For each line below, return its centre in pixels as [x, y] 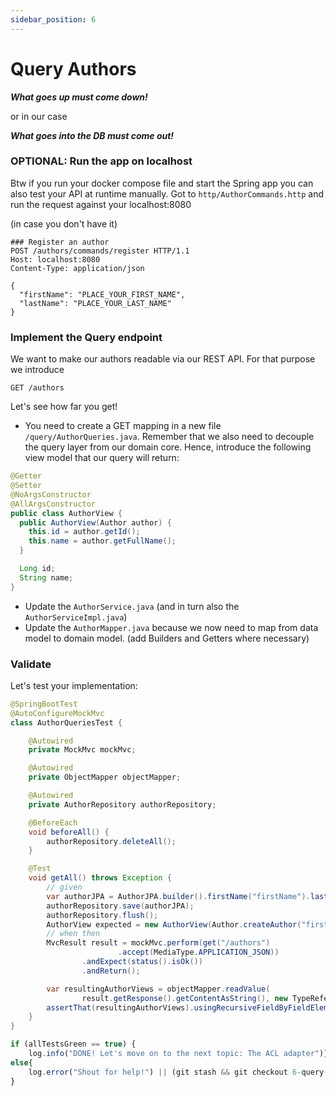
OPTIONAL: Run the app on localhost [101, 161]
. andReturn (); [111, 971]
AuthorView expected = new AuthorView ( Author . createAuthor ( [174, 924]
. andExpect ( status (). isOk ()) [142, 962]
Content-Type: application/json [77, 268]
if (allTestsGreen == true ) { [73, 1044]
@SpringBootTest [44, 704]
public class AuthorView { [66, 513]
